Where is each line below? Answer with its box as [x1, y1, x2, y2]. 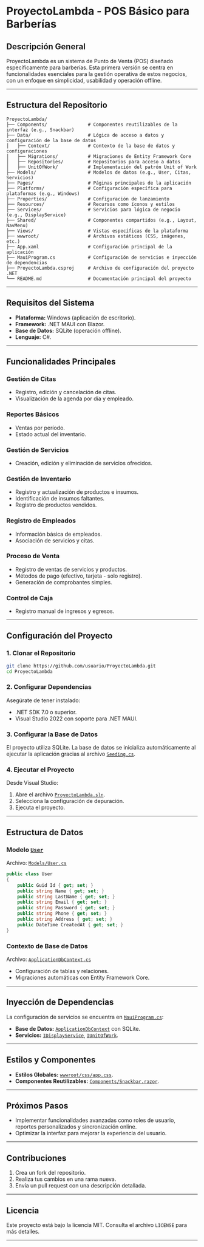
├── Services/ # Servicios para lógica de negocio [6, 207, 181, 213]
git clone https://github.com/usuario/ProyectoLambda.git [6, 663, 156, 669]
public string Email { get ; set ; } [17, 899, 107, 906]
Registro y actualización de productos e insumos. [15, 488, 139, 496]
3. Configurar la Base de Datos [6, 730, 98, 739]
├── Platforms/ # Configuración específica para [6, 185, 172, 191]
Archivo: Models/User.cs [6, 859, 67, 867]
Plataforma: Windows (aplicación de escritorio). [15, 314, 136, 321]
